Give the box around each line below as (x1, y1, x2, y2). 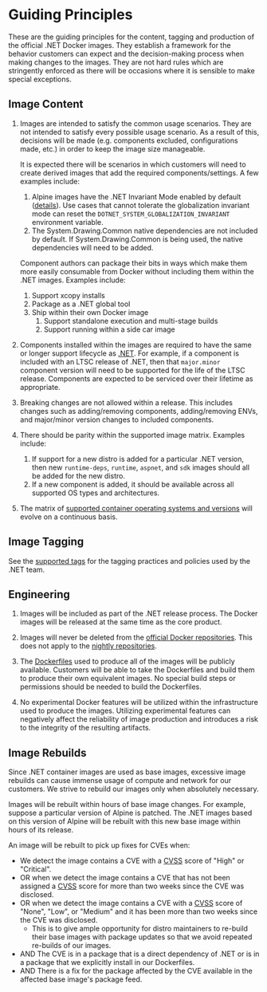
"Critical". (19, 864, 52, 874)
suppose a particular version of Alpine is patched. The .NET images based (8, 808, 253, 818)
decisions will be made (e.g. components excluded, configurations (19, 136, 238, 145)
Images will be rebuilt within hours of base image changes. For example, (8, 800, 245, 809)
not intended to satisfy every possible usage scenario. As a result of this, (19, 127, 260, 136)
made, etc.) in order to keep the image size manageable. (19, 144, 206, 153)
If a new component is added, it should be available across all (31, 479, 234, 489)
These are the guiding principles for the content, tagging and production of (8, 32, 255, 41)
